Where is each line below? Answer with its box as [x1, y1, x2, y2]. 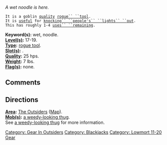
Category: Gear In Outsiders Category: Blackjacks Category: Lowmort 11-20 [5, 129, 162, 135]
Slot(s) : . [5, 48, 24, 53]
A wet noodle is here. [5, 5, 49, 10]
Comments [5, 78, 41, 87]
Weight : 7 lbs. [5, 58, 35, 64]
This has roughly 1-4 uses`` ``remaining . [5, 23, 96, 28]
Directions [5, 95, 39, 104]
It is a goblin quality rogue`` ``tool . [5, 14, 92, 19]
